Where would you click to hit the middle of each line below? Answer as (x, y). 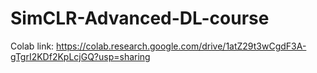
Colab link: (32, 46)
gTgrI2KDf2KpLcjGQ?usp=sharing (80, 56)
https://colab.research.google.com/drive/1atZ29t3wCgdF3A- (181, 46)
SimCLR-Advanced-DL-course (140, 18)
